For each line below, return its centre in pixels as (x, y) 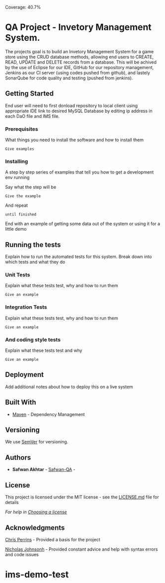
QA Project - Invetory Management (79, 27)
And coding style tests (33, 339)
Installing (17, 161)
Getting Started (29, 94)
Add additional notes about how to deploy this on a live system (69, 387)
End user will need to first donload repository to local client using (71, 105)
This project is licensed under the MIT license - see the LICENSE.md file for (82, 497)
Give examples (20, 149)
